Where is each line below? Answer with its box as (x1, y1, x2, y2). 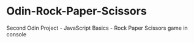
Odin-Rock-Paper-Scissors (6, 4, 147, 18)
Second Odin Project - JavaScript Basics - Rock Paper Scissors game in (6, 24, 188, 31)
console (6, 30, 27, 38)
